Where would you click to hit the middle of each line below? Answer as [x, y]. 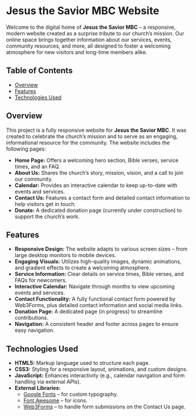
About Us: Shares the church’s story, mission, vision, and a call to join [99, 172]
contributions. [31, 318]
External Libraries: [38, 388]
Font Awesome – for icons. [55, 401]
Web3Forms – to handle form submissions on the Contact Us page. [104, 407]
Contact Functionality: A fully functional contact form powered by [95, 299]
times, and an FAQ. [37, 167]
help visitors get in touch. [45, 204]
